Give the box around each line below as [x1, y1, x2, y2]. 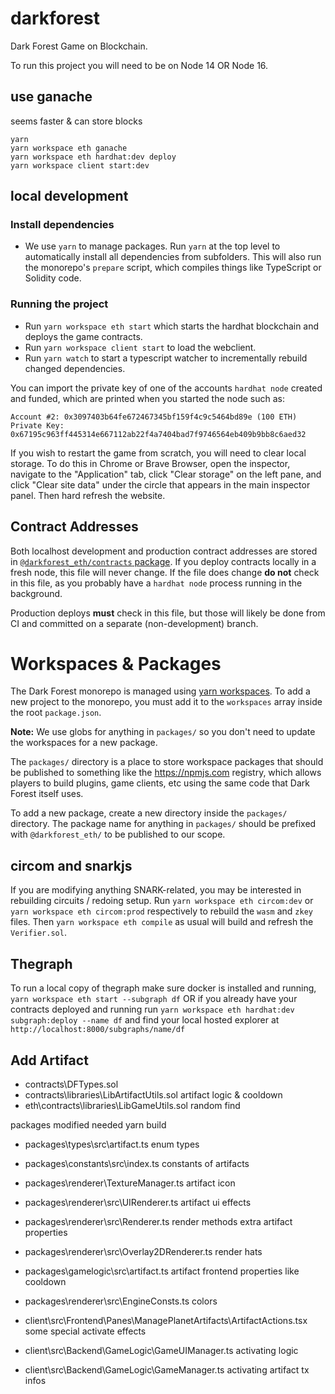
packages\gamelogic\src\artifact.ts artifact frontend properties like [24, 1265, 300, 1277]
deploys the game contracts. [24, 330, 143, 342]
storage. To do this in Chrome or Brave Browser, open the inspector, [10, 457, 291, 469]
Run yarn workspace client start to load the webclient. [24, 341, 257, 353]
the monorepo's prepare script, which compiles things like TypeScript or [24, 262, 322, 274]
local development [10, 188, 129, 205]
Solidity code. [24, 272, 82, 284]
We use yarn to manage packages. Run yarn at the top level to [24, 240, 281, 252]
